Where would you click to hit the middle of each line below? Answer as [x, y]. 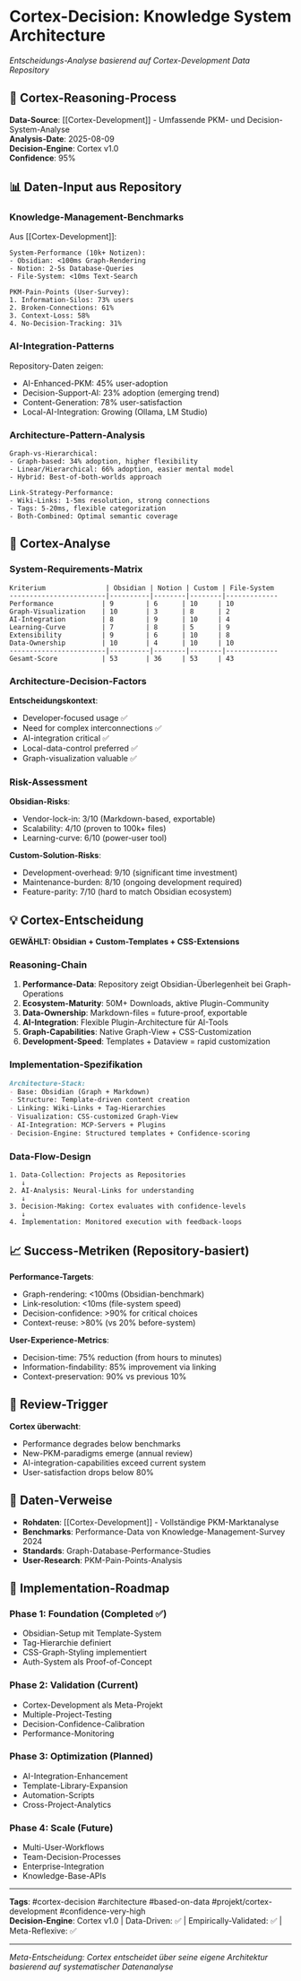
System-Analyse [39, 129]
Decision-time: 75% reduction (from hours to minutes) [122, 1357]
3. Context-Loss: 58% [50, 316]
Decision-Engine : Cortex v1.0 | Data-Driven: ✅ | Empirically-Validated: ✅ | [146, 1921]
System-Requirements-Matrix [76, 569]
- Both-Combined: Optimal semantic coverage [94, 517]
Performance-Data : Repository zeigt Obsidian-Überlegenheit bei [142, 985]
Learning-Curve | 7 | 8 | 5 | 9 [120, 627]
